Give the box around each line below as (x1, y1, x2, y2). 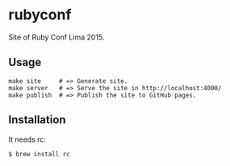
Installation (8, 113, 66, 127)
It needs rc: (8, 135, 47, 144)
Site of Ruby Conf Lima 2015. (8, 32, 105, 42)
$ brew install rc (8, 150, 70, 158)
